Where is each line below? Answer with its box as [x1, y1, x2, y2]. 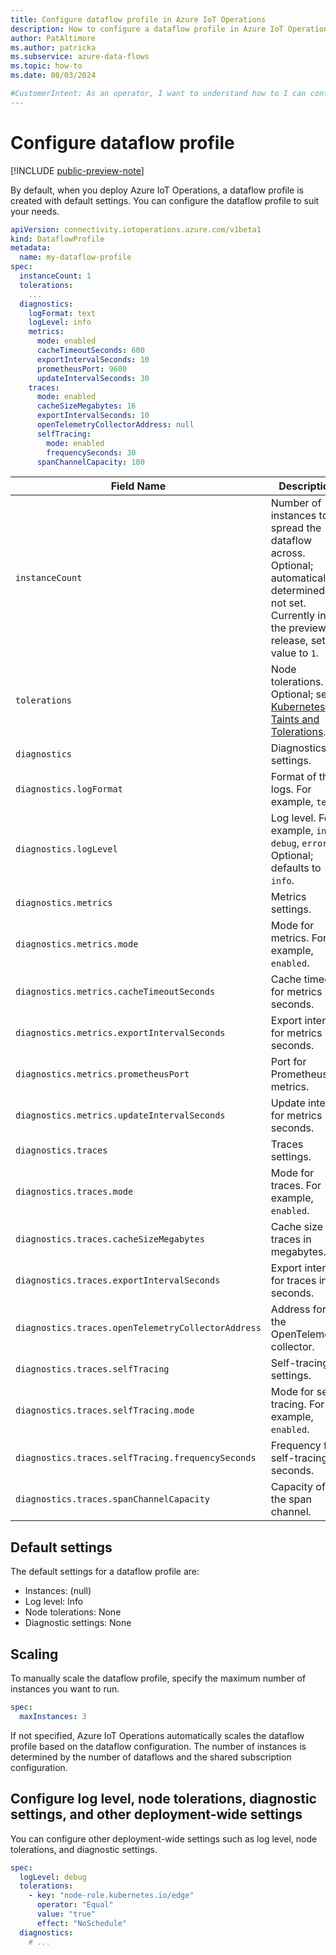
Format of [270, 770, 317, 784]
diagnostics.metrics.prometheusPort [15, 1069, 190, 1080]
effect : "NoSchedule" [36, 1918, 128, 1928]
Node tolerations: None [24, 1606, 122, 1618]
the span [270, 1492, 312, 1506]
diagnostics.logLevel [15, 844, 118, 855]
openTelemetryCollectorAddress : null [36, 420, 195, 430]
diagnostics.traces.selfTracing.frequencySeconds [15, 1452, 257, 1464]
